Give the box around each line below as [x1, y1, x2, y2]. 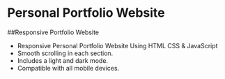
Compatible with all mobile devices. [17, 64, 120, 72]
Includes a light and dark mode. [17, 56, 109, 64]
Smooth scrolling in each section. [17, 49, 114, 57]
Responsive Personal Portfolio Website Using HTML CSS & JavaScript [17, 41, 218, 50]
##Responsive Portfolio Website [7, 28, 100, 36]
